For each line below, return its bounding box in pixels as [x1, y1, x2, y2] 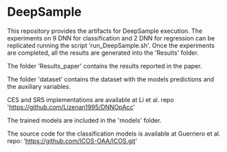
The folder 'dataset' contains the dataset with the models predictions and [7, 75, 215, 83]
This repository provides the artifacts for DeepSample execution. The [7, 27, 203, 35]
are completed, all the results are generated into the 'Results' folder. [7, 49, 199, 57]
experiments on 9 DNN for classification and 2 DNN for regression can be [7, 34, 215, 42]
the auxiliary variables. [7, 82, 71, 90]
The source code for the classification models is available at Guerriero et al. [7, 129, 221, 138]
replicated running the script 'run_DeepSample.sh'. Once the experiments [7, 41, 215, 49]
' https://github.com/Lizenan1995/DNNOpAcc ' [7, 103, 136, 111]
